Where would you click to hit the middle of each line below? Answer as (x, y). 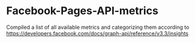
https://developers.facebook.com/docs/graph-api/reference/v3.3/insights (97, 33)
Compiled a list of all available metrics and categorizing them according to (98, 27)
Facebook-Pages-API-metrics (82, 11)
